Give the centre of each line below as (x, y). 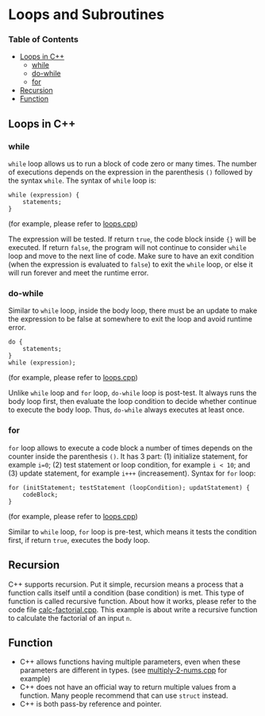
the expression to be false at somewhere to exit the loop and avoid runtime (130, 319)
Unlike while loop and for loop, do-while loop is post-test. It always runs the (132, 393)
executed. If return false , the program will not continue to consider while (128, 248)
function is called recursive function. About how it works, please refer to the (132, 601)
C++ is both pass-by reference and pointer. (90, 704)
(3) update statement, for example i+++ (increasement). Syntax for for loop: (132, 473)
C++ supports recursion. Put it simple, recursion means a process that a (126, 584)
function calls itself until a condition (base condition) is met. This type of (126, 592)
